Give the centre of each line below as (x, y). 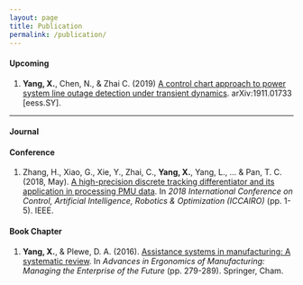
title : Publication (46, 26)
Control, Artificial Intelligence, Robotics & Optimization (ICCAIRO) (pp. (152, 201)
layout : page (34, 18)
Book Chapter (36, 231)
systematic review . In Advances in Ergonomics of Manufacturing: (143, 261)
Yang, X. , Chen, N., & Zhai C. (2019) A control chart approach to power (154, 83)
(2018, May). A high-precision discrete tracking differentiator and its (148, 182)
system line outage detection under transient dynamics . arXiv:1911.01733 (157, 93)
